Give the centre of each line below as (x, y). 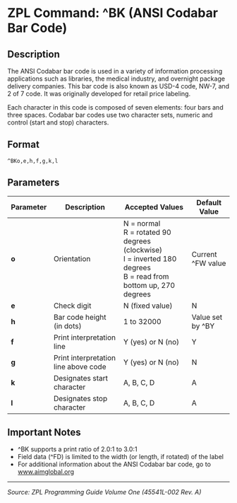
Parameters (34, 183)
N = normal (142, 223)
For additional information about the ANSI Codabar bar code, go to (114, 464)
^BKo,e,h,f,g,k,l (33, 161)
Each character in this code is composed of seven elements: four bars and (115, 107)
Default (209, 202)
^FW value (209, 263)
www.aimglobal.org (46, 472)
